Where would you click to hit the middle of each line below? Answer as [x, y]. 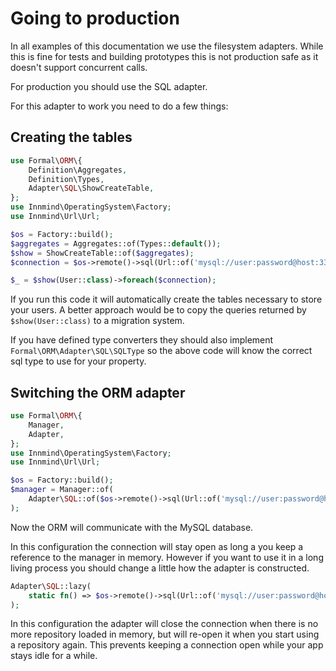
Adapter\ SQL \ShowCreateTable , [91, 188]
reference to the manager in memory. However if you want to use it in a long [167, 557]
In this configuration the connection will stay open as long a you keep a [157, 546]
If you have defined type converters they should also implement [142, 340]
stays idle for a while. [54, 656]
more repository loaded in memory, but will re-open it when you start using [165, 634]
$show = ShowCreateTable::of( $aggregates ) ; [102, 253]
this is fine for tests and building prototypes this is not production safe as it [164, 56]
